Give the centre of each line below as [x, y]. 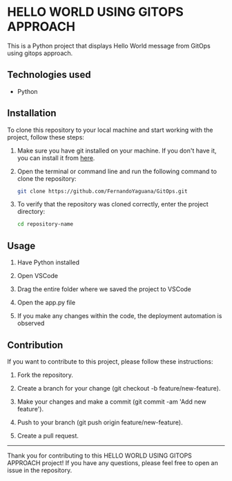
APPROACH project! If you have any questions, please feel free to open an [113, 462]
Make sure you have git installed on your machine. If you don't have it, [117, 150]
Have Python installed [48, 262]
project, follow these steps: [46, 137]
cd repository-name [45, 224]
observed [31, 323]
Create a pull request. [48, 435]
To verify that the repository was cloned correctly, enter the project [113, 204]
